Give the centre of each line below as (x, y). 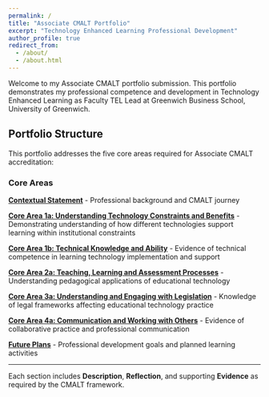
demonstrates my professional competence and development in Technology (134, 91)
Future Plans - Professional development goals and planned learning (122, 344)
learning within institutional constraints (72, 233)
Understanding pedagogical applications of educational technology (119, 281)
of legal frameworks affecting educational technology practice (111, 305)
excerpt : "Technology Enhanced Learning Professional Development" (123, 30)
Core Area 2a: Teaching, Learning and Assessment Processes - (116, 272)
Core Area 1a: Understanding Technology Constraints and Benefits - (124, 215)
